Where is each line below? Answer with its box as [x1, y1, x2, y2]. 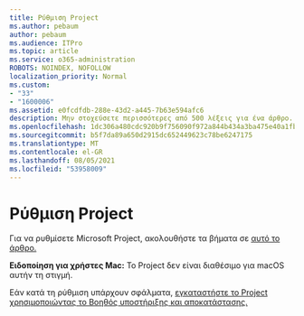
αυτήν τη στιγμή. [9, 270, 73, 281]
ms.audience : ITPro [9, 38, 83, 48]
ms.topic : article [9, 47, 79, 56]
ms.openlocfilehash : [9, 123, 88, 132]
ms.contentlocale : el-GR [9, 147, 103, 156]
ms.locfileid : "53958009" [9, 164, 107, 173]
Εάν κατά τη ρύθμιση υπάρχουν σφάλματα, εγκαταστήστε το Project [9, 287, 269, 298]
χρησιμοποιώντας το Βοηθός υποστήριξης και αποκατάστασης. [9, 297, 249, 308]
